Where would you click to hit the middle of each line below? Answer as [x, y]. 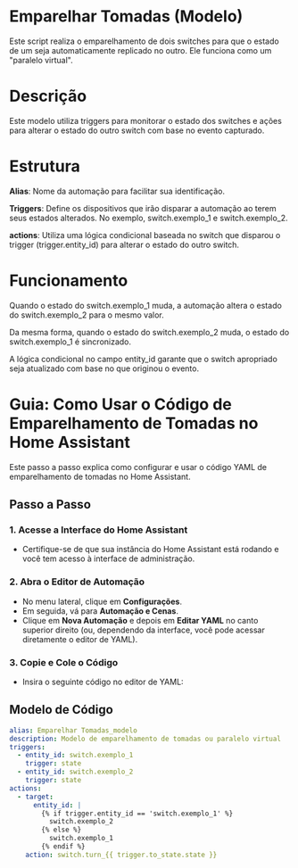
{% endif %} [64, 847]
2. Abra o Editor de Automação [77, 582]
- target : [35, 797]
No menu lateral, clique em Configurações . [102, 601]
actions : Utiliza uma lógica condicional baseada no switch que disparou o [145, 235]
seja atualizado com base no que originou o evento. [104, 368]
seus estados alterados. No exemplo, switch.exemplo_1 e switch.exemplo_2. [149, 218]
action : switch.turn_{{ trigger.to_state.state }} [121, 855]
